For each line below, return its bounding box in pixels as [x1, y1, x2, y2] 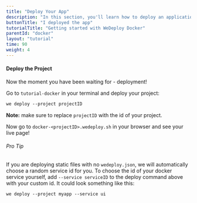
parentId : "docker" [6, 31, 54, 36]
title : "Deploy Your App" [6, 8, 69, 15]
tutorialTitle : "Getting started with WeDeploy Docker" [6, 25, 145, 31]
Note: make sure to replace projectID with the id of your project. [6, 111, 162, 118]
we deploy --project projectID [6, 101, 83, 107]
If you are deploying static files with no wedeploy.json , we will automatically [6, 161, 189, 168]
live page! [6, 129, 30, 136]
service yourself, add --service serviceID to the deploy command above [6, 174, 184, 181]
